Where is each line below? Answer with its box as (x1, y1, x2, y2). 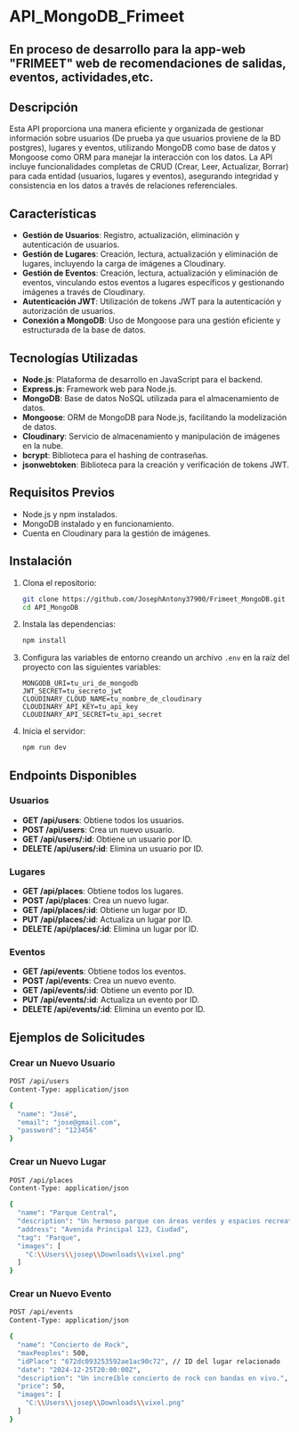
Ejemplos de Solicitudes (9, 1030, 145, 1045)
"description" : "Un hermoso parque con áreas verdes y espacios (17, 1217, 261, 1226)
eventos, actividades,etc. (9, 70, 154, 85)
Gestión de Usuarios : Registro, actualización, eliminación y (21, 230, 240, 241)
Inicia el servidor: (21, 726, 86, 737)
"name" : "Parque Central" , (17, 1208, 117, 1218)
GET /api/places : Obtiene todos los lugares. (21, 885, 184, 897)
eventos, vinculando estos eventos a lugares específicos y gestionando (21, 277, 285, 288)
